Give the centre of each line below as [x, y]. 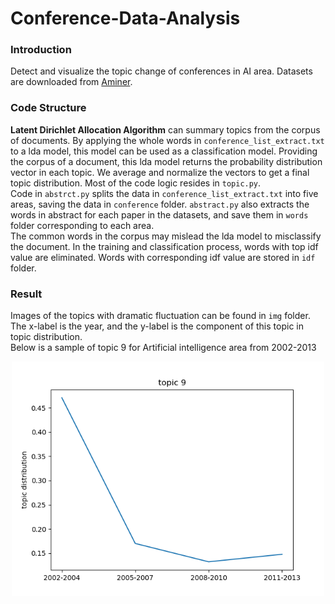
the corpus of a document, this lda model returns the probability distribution [166, 161]
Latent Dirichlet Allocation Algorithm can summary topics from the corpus [165, 129]
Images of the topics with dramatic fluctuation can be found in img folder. [160, 316]
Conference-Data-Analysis [125, 18]
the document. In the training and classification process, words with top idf [164, 246]
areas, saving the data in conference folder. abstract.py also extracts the [160, 204]
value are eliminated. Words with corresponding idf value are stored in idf [163, 257]
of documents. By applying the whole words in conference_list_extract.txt [167, 140]
